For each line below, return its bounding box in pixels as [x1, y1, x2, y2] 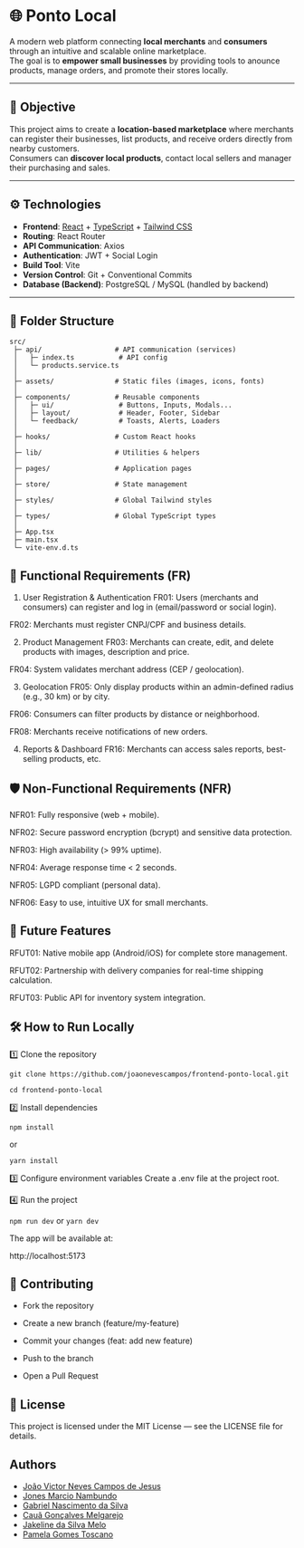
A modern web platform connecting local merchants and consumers [9, 35, 268, 46]
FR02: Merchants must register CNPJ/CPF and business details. [9, 620, 247, 630]
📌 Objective [9, 100, 76, 115]
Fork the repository [22, 1301, 95, 1312]
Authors [9, 1457, 57, 1472]
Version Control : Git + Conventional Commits [22, 269, 193, 280]
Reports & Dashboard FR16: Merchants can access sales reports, [22, 744, 265, 755]
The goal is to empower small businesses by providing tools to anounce [9, 55, 280, 66]
